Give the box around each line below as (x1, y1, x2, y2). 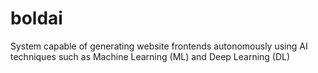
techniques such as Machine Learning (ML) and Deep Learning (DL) (10, 50, 291, 62)
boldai (10, 7, 63, 30)
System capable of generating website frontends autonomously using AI (10, 40, 308, 52)
